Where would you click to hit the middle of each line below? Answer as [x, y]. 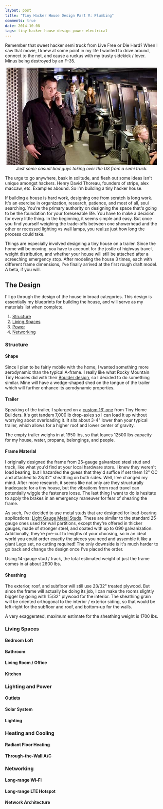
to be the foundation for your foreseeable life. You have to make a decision [80, 213]
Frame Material [21, 451]
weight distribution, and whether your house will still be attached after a [77, 254]
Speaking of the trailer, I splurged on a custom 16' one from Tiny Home [76, 410]
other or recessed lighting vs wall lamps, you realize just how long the [75, 229]
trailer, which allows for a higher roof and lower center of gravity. [70, 425]
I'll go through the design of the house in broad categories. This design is [79, 296]
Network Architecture [27, 802]
